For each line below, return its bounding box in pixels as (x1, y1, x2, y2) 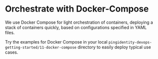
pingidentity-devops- (108, 40, 152, 44)
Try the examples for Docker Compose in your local (5, 39, 108, 44)
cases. (5, 49, 18, 55)
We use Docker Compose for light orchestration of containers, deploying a (5, 19, 153, 25)
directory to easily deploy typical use (77, 44, 151, 50)
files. (5, 29, 15, 35)
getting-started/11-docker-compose (5, 45, 77, 50)
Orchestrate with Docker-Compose (5, 3, 149, 15)
